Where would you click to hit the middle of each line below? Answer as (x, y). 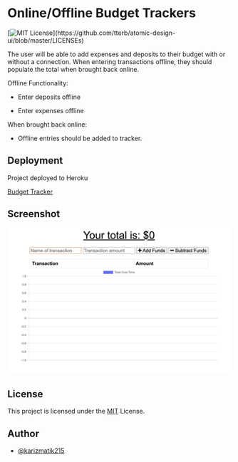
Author (23, 433)
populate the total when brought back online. (73, 69)
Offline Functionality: (38, 83)
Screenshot (34, 214)
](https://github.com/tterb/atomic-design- (114, 33)
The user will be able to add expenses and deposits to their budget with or (117, 54)
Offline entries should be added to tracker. (80, 138)
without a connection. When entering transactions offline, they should (110, 61)
